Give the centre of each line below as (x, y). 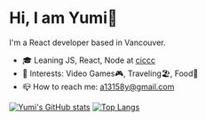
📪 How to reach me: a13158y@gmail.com (98, 87)
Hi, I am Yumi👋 (63, 18)
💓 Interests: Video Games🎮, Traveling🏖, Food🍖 (110, 73)
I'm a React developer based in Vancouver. (87, 42)
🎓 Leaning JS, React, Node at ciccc (88, 60)
